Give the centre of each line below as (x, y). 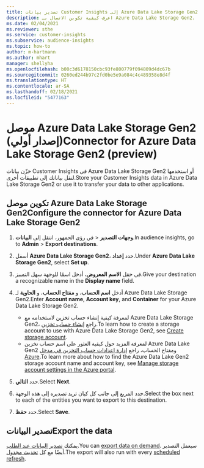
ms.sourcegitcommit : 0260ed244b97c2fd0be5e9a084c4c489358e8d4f (89, 75)
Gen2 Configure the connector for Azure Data (94, 213)
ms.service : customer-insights (46, 35)
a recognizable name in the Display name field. (75, 280)
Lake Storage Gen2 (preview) (82, 154)
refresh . (16, 459)
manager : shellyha (30, 63)
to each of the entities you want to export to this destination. (91, 400)
